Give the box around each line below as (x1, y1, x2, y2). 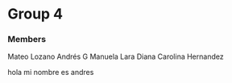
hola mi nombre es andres (7, 68, 94, 77)
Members (7, 34, 46, 45)
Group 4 (7, 5, 64, 23)
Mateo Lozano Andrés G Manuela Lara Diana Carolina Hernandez (7, 52, 224, 61)
